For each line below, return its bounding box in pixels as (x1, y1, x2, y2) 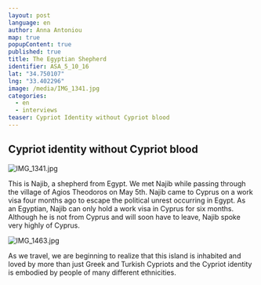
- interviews (15, 107, 58, 115)
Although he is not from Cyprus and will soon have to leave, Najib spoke (8, 212, 241, 221)
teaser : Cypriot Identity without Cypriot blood (8, 114, 170, 122)
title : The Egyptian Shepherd (8, 56, 107, 64)
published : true (8, 48, 61, 56)
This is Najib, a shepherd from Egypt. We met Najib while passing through (8, 178, 246, 188)
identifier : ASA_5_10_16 (8, 63, 89, 71)
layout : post (8, 11, 51, 20)
